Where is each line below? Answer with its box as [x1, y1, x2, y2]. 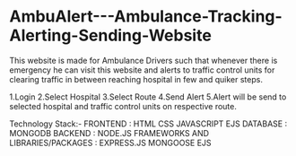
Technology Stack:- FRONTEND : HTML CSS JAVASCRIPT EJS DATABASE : [9, 118, 288, 129]
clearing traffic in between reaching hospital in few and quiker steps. [9, 74, 263, 84]
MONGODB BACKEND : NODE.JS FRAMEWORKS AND [9, 127, 209, 138]
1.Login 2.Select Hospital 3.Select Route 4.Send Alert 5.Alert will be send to [9, 91, 287, 102]
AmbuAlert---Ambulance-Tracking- [9, 6, 283, 27]
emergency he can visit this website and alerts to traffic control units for [9, 65, 275, 75]
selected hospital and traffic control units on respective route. [9, 100, 238, 111]
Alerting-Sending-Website [9, 25, 213, 46]
